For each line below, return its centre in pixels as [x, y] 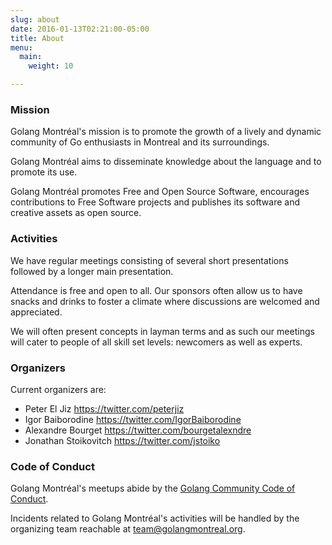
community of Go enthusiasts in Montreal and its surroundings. [140, 142]
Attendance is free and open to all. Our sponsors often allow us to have [156, 290]
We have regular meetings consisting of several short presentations [149, 260]
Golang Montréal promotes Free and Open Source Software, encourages [160, 192]
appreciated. [36, 312]
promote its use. [44, 172]
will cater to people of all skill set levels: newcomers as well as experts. [156, 342]
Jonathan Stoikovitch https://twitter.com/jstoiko [122, 440]
